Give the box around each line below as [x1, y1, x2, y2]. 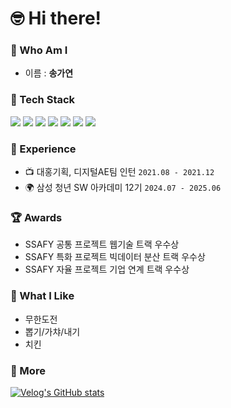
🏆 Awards [10, 211, 63, 224]
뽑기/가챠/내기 [24, 325, 81, 337]
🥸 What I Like [10, 289, 75, 303]
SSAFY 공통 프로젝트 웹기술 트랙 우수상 [24, 238, 180, 251]
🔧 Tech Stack [10, 93, 76, 107]
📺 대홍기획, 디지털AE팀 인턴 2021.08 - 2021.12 [24, 166, 215, 178]
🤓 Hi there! [10, 7, 102, 30]
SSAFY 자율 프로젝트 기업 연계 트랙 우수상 [24, 263, 190, 276]
